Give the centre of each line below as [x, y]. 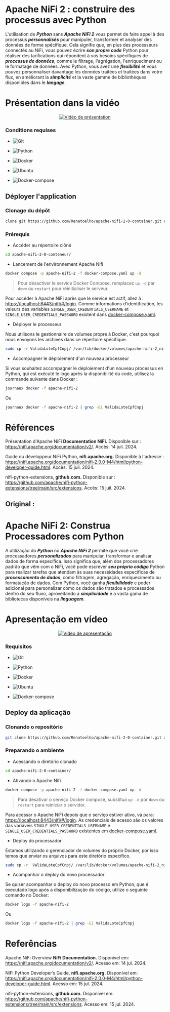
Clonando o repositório [34, 727]
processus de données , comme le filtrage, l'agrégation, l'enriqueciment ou [83, 61]
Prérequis [17, 234]
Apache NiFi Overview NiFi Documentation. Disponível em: [67, 958]
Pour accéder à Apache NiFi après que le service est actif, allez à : [74, 298]
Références [30, 428]
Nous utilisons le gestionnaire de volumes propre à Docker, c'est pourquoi [82, 334]
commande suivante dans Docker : [41, 379]
